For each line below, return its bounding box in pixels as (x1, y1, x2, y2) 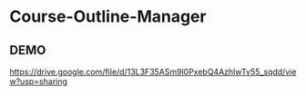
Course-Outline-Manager (9, 6, 207, 27)
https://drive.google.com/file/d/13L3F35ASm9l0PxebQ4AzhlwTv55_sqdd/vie (9, 66, 297, 77)
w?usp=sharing (9, 76, 68, 87)
